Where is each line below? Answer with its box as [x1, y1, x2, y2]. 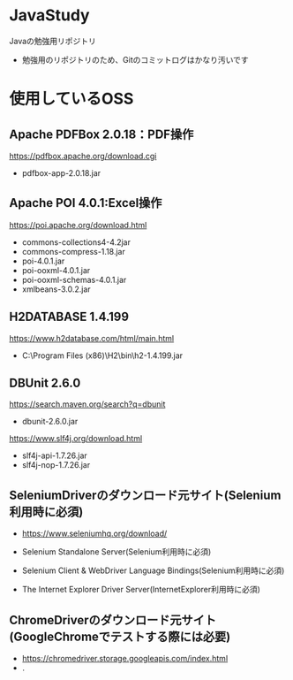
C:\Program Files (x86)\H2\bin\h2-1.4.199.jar [21, 350, 184, 361]
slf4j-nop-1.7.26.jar [21, 460, 91, 470]
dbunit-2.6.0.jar [21, 416, 79, 427]
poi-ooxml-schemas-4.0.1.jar [21, 274, 127, 285]
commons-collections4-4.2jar [21, 236, 131, 248]
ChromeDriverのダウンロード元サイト [9, 612, 216, 628]
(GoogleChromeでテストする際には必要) [9, 629, 231, 644]
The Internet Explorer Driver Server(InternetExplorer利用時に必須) [21, 584, 260, 595]
